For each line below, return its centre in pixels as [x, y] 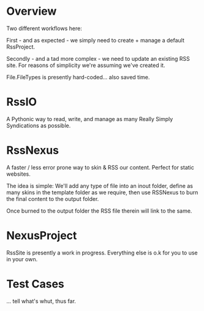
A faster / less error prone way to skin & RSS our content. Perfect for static [100, 167]
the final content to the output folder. [53, 199]
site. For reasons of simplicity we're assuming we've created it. [86, 65]
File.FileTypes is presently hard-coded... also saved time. [78, 77]
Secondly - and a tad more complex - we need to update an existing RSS [98, 58]
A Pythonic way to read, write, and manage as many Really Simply [90, 119]
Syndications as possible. [39, 125]
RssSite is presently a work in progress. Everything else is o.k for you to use [102, 253]
